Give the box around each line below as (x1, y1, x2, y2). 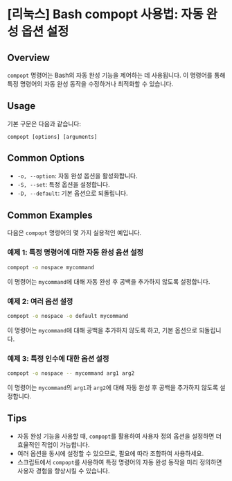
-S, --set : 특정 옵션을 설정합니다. (17, 180, 110, 188)
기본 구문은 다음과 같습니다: (7, 119, 82, 128)
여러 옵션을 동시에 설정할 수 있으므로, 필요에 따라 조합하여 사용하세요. (17, 449, 204, 457)
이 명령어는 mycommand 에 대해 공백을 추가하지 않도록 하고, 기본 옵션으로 (7, 326, 197, 334)
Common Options (7, 152, 85, 164)
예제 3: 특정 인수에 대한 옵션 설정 (7, 353, 109, 363)
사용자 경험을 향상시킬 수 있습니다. (17, 466, 110, 475)
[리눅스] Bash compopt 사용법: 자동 (7, 6, 204, 22)
